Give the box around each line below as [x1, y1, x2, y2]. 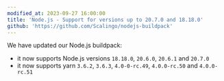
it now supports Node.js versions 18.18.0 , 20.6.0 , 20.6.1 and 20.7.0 [16, 54, 210, 63]
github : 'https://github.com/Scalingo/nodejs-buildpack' [7, 22, 173, 29]
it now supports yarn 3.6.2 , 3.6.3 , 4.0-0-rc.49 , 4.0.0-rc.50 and [16, 62, 199, 70]
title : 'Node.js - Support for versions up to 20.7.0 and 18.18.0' [7, 16, 204, 23]
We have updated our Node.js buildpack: [7, 42, 123, 50]
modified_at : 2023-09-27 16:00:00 [7, 10, 106, 17]
